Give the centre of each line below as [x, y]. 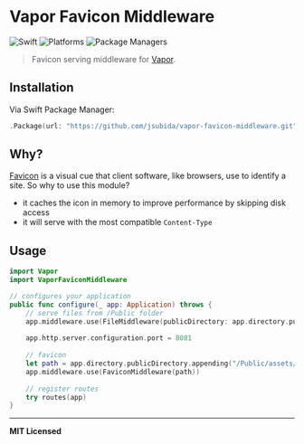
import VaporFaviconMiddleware [68, 280]
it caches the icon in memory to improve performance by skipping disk [154, 203]
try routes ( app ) [57, 397]
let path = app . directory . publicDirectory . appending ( [129, 364]
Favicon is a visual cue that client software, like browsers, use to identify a [148, 176]
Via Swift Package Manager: [62, 109]
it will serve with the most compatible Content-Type [117, 222]
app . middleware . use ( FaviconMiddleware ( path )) [113, 372]
